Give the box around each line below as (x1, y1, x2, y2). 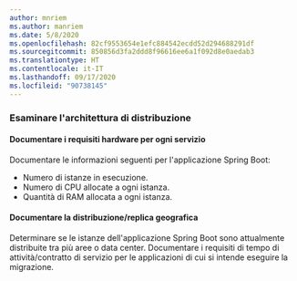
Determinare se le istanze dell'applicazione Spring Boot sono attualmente (9, 232, 285, 243)
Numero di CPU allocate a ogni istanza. (22, 182, 170, 193)
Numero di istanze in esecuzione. (22, 172, 148, 182)
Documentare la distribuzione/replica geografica (9, 212, 199, 224)
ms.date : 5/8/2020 (9, 30, 79, 39)
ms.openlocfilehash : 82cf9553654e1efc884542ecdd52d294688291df (9, 38, 255, 48)
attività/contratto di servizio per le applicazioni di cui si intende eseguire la (9, 252, 289, 263)
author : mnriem (9, 13, 67, 23)
